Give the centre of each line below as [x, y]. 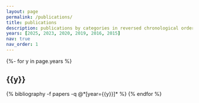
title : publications [32, 22]
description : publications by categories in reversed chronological [92, 28]
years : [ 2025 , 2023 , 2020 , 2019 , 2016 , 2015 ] [63, 34]
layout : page [22, 11]
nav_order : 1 [22, 45]
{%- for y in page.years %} [39, 61]
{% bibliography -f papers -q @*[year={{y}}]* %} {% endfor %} [84, 94]
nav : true [18, 39]
